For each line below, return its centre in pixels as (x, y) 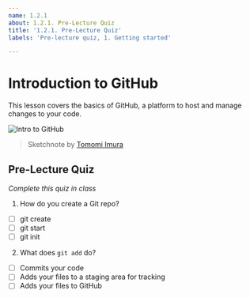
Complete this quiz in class (52, 188)
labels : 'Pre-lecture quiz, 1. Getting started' (90, 38)
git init (30, 237)
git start (32, 228)
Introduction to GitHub (83, 83)
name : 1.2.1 (28, 15)
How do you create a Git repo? (70, 204)
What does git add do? (58, 253)
